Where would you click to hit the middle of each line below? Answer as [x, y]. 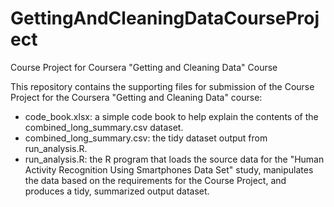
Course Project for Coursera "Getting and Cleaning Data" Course [144, 67]
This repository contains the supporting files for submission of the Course [162, 86]
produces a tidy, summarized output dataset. [117, 191]
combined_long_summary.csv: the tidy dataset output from [146, 138]
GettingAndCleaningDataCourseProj [165, 18]
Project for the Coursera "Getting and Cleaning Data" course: [136, 97]
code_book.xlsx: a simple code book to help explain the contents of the [171, 116]
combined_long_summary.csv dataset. [104, 127]
